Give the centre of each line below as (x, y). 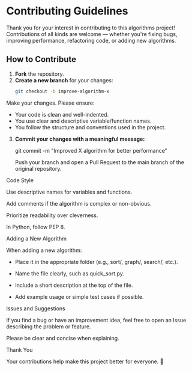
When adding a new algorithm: (44, 250)
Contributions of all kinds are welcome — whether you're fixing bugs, (92, 34)
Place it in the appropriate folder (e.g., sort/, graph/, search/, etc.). (96, 262)
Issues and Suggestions (36, 308)
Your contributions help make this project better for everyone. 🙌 (85, 361)
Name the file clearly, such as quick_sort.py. (70, 273)
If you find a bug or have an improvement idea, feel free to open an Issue (96, 320)
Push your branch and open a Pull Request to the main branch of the (100, 162)
